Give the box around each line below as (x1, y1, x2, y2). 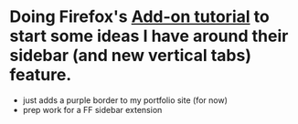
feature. (9, 65, 72, 86)
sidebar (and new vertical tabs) (9, 46, 252, 66)
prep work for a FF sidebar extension (22, 104, 163, 115)
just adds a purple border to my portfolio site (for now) (22, 94, 229, 106)
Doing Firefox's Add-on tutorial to (9, 6, 270, 27)
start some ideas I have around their (9, 26, 289, 46)
